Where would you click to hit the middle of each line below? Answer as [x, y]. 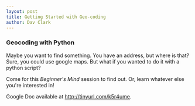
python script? [23, 68]
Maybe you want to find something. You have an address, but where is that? [97, 55]
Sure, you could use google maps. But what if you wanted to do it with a [93, 61]
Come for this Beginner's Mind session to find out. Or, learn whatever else [95, 79]
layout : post [22, 11]
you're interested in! [30, 85]
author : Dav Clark [28, 22]
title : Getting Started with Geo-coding [56, 17]
